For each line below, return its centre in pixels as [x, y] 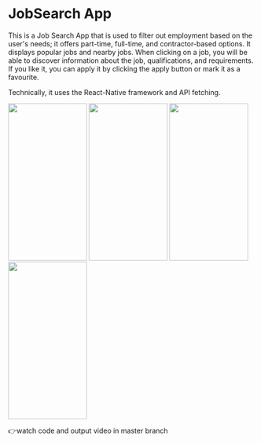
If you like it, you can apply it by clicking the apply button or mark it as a [125, 68]
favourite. [24, 77]
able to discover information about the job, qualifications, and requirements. [131, 60]
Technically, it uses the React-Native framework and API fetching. [114, 92]
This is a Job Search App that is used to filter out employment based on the [130, 35]
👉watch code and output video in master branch [88, 430]
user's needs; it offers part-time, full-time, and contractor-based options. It [130, 43]
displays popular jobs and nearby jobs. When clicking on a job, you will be [128, 52]
